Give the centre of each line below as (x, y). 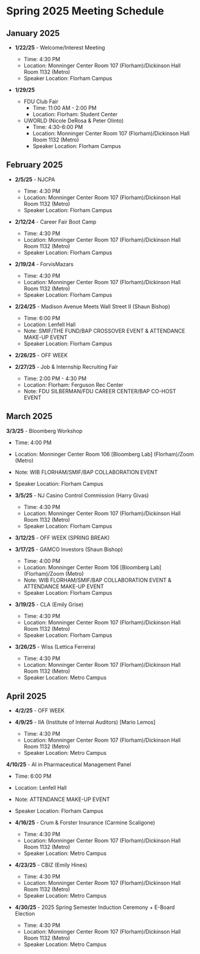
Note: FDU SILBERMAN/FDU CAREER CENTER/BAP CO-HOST (100, 391)
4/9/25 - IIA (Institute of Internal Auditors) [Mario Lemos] (85, 722)
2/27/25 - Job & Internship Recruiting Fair (66, 366)
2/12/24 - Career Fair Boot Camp (56, 222)
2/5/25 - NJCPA (35, 179)
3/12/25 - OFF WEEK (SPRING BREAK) (62, 537)
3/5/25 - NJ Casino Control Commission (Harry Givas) (82, 495)
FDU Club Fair (41, 101)
